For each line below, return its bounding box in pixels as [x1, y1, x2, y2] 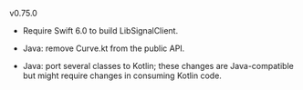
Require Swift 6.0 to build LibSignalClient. [22, 25, 179, 35]
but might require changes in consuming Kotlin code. [22, 70, 222, 81]
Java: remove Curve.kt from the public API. [22, 43, 185, 54]
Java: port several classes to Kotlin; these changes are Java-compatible [22, 61, 294, 71]
